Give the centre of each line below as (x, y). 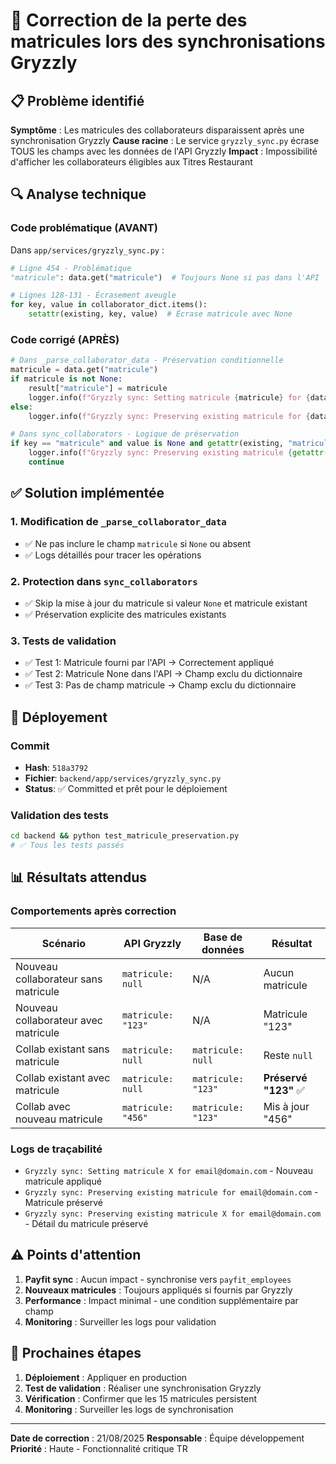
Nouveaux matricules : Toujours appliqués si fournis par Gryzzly (158, 1290)
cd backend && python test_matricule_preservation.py (125, 836)
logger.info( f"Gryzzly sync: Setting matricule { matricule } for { (169, 397)
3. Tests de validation (63, 641)
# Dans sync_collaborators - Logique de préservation (125, 434)
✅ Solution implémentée (87, 493)
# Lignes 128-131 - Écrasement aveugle (93, 295)
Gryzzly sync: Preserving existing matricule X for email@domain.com (173, 1214)
